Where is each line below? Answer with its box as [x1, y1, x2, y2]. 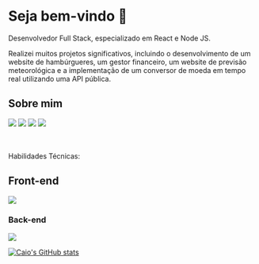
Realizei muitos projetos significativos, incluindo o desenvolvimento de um [8, 48, 251, 58]
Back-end [8, 214, 47, 225]
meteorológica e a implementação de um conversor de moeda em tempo [8, 65, 246, 75]
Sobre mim [8, 97, 63, 110]
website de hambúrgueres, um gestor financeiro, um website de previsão [8, 57, 247, 67]
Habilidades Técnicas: [8, 151, 81, 161]
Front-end [8, 174, 59, 188]
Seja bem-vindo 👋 [8, 7, 128, 25]
